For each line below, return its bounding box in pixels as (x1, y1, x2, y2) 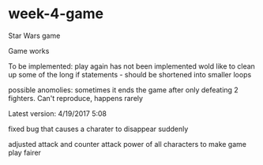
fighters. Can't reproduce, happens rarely (8, 93, 144, 103)
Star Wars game (8, 31, 61, 40)
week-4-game (8, 5, 104, 23)
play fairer (8, 148, 42, 157)
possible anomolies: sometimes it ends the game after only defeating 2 (8, 84, 239, 95)
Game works (8, 46, 50, 55)
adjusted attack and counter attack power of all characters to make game (8, 139, 247, 148)
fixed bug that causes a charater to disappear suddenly (8, 124, 189, 133)
